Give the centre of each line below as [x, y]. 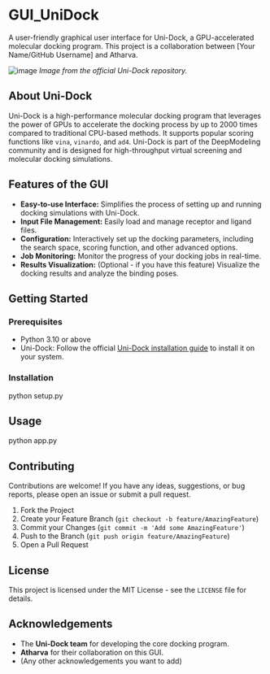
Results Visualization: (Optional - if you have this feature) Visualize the [140, 264]
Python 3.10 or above [55, 340]
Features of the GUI [59, 185]
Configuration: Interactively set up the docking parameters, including [137, 238]
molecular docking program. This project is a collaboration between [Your [132, 46]
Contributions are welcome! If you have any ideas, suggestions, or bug [127, 486]
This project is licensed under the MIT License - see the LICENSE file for [127, 589]
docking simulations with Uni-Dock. [80, 212]
